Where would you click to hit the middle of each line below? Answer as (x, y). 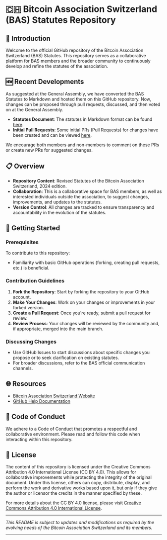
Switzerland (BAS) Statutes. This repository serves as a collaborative (76, 55)
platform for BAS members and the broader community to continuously (78, 61)
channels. (23, 368)
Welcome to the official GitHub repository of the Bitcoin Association (75, 50)
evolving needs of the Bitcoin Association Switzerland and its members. (79, 528)
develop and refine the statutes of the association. (57, 66)
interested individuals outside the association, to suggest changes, (81, 196)
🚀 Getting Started (33, 228)
